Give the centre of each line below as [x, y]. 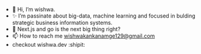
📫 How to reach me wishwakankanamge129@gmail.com [83, 36]
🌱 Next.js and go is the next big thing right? [66, 29]
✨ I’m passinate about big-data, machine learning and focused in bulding [104, 16]
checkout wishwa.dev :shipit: [48, 45]
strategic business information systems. [62, 22]
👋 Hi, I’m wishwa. [33, 9]
